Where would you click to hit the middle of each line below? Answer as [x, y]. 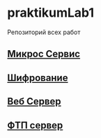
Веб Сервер [34, 101]
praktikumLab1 [51, 13]
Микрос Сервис [44, 54]
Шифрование [38, 78]
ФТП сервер [35, 125]
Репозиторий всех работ [44, 32]
